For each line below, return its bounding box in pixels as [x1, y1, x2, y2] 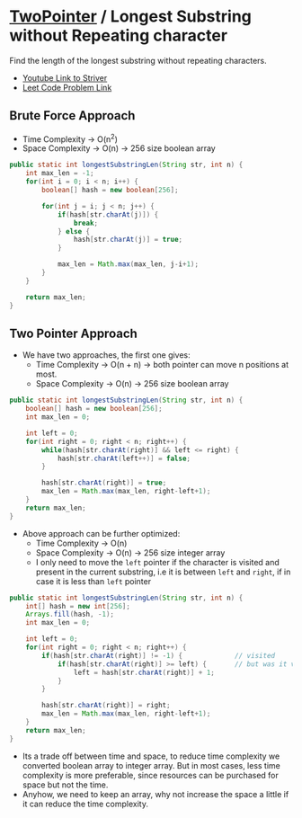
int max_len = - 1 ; [25, 169, 94, 178]
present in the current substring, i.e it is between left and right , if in [35, 566, 291, 577]
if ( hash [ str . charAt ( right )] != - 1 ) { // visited [41, 651, 276, 660]
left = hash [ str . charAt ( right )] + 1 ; [73, 668, 216, 677]
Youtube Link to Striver [22, 72, 108, 83]
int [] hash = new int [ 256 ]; [25, 601, 130, 610]
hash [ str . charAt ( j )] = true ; [73, 236, 182, 245]
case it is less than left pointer [35, 575, 151, 586]
